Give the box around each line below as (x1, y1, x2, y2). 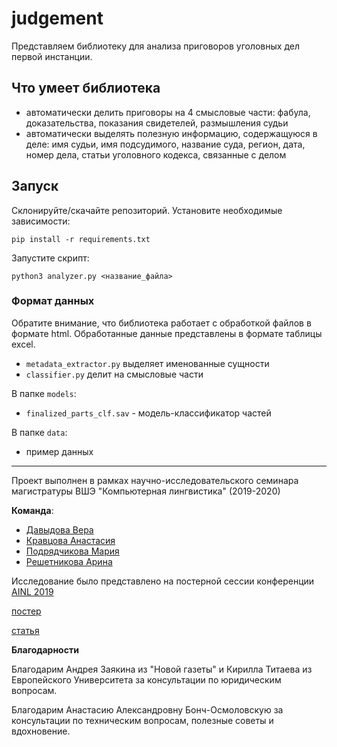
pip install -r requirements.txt (11, 234, 151, 244)
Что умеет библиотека (11, 80, 161, 97)
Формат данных (11, 294, 95, 308)
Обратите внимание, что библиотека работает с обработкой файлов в (11, 317, 312, 329)
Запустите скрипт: (11, 252, 90, 264)
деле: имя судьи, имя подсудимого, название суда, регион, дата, (25, 138, 306, 150)
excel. (11, 338, 36, 350)
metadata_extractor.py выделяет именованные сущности (25, 357, 270, 369)
